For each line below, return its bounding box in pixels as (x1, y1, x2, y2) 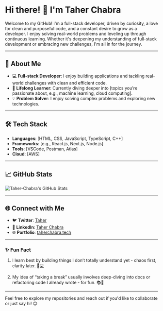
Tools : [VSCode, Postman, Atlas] (12, 146, 78, 152)
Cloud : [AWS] (12, 151, 40, 157)
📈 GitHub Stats (5, 170, 52, 178)
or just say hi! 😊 (5, 301, 38, 307)
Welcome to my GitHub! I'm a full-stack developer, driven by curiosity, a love (5, 20, 158, 26)
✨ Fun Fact (5, 246, 32, 253)
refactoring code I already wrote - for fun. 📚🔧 (12, 279, 104, 286)
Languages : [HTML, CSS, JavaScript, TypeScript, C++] (12, 136, 123, 141)
